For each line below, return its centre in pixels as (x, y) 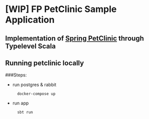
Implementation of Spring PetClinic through (75, 38)
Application (30, 20)
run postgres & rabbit (34, 85)
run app (21, 103)
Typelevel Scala (31, 46)
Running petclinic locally (45, 63)
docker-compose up (36, 94)
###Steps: (16, 75)
